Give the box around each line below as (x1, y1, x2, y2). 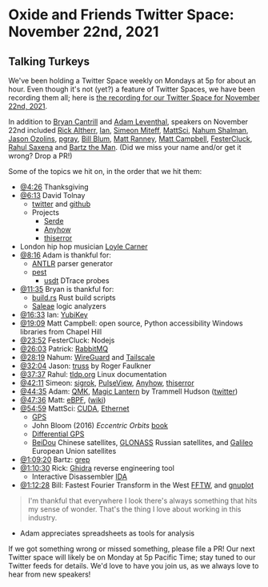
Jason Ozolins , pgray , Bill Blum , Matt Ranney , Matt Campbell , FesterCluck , (8, 134, 253, 144)
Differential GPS (31, 429, 85, 439)
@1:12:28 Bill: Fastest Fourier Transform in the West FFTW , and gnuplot (19, 480, 254, 490)
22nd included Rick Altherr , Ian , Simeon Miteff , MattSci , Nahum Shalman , (8, 126, 249, 135)
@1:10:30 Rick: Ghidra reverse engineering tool (19, 464, 174, 472)
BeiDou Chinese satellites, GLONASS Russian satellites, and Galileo (31, 438, 254, 447)
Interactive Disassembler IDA (31, 472, 128, 481)
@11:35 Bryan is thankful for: (19, 285, 114, 293)
